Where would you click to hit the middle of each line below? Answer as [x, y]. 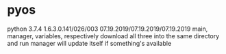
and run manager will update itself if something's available [89, 43]
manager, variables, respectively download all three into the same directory [113, 36]
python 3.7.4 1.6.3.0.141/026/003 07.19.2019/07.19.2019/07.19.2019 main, [108, 29]
